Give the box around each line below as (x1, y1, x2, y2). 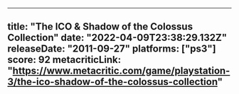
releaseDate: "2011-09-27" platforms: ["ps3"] (7, 43, 216, 55)
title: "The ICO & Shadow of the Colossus (7, 20, 193, 33)
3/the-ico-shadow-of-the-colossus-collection (7, 76, 218, 88)
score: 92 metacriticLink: (7, 54, 122, 66)
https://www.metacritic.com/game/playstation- (12, 65, 230, 77)
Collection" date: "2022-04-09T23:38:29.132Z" (7, 32, 228, 44)
